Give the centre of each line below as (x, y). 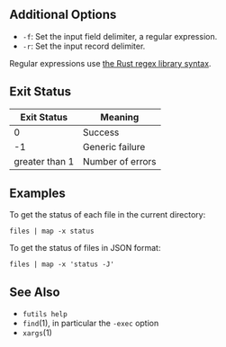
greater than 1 (44, 161)
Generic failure (114, 147)
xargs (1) (37, 333)
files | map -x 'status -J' (62, 264)
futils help (45, 315)
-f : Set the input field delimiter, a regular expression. (120, 36)
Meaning (120, 117)
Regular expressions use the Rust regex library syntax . (110, 63)
